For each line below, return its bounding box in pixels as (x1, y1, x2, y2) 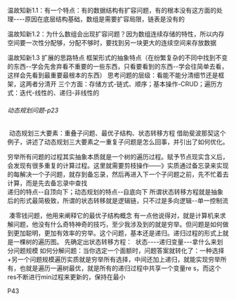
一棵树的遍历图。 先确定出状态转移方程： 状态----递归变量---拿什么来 (13, 238, 217, 246)
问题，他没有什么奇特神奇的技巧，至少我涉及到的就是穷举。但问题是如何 (13, 220, 223, 229)
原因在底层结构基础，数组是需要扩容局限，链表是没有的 (24, 15, 185, 23)
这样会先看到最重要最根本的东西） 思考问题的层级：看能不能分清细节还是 (7, 71, 218, 79)
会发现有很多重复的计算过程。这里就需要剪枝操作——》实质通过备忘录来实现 (7, 161, 229, 170)
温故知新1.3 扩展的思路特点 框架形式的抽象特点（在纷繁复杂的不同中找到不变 (7, 53, 228, 62)
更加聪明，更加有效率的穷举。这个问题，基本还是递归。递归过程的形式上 (13, 229, 223, 237)
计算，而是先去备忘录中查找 (7, 179, 88, 187)
